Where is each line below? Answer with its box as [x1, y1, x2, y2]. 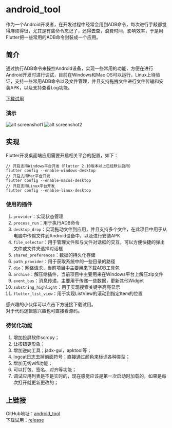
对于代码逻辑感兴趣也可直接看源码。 [6, 308, 83, 314]
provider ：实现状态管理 [13, 213, 64, 219]
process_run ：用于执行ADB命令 [13, 220, 80, 226]
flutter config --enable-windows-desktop [6, 168, 96, 173]
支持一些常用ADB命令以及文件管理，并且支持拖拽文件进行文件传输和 [14, 78, 159, 84]
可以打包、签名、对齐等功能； [13, 366, 77, 373]
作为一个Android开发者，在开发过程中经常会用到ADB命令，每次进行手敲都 [6, 21, 162, 27]
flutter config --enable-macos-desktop [6, 178, 91, 183]
